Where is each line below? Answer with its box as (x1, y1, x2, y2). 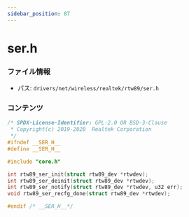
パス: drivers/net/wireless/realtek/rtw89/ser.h (17, 84, 160, 92)
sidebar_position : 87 (7, 10, 71, 17)
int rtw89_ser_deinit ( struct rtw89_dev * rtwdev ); (7, 177, 155, 184)
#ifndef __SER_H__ (7, 139, 61, 146)
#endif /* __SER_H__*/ (7, 203, 73, 210)
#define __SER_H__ (7, 145, 61, 153)
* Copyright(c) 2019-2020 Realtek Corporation (10, 126, 152, 133)
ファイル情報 (7, 66, 51, 76)
